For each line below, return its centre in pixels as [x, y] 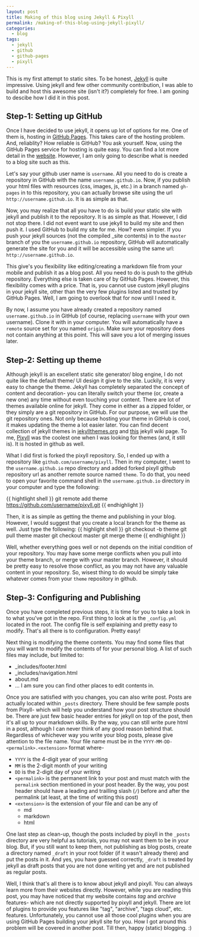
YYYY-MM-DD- [158, 742]
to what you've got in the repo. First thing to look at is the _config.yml [91, 618]
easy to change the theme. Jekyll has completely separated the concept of [98, 387]
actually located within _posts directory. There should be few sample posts [98, 703]
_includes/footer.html [41, 666]
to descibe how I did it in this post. [48, 97]
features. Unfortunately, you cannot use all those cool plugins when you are [99, 915]
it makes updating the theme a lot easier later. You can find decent [87, 425]
